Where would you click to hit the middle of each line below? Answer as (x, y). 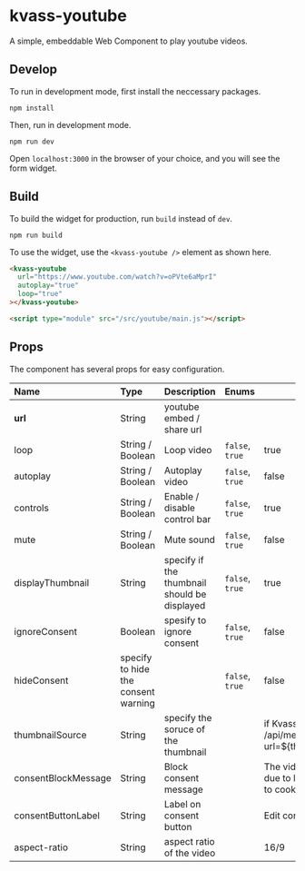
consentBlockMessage (63, 777)
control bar (187, 519)
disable (179, 508)
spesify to (185, 620)
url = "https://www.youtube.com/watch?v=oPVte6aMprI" (118, 277)
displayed (185, 605)
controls (32, 508)
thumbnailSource (50, 735)
